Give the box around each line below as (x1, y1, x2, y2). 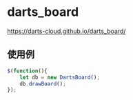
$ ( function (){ (7, 67, 48, 74)
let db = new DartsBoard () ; (19, 74, 100, 81)
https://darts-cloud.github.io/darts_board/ (7, 27, 126, 35)
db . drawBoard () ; (19, 80, 67, 87)
